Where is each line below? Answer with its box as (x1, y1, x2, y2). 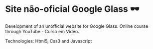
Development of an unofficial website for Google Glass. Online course (5, 23, 149, 29)
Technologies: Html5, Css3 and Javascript (5, 38, 92, 44)
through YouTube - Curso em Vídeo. (5, 28, 80, 34)
